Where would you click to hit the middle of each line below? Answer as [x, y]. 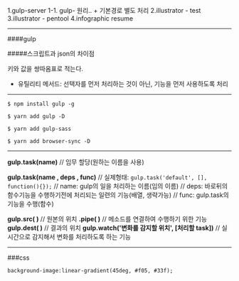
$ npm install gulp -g [41, 104]
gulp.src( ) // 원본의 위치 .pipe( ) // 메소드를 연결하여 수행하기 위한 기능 [107, 219]
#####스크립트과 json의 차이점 [51, 53]
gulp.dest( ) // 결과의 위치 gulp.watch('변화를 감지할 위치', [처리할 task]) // [114, 228]
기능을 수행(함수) [31, 204]
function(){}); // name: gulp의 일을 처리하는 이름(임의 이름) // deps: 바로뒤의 [118, 186]
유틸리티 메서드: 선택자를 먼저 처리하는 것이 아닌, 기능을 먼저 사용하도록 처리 [123, 84]
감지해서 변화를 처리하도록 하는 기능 [81, 237]
